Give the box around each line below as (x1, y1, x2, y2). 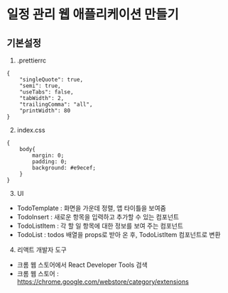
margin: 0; (32, 152, 65, 159)
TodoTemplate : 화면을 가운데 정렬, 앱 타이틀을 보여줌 (16, 204, 166, 212)
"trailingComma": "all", (19, 101, 93, 108)
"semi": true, (19, 82, 61, 89)
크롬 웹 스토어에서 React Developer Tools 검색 (16, 260, 148, 269)
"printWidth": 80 (19, 107, 71, 114)
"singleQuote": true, (19, 76, 83, 83)
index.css (16, 126, 45, 134)
